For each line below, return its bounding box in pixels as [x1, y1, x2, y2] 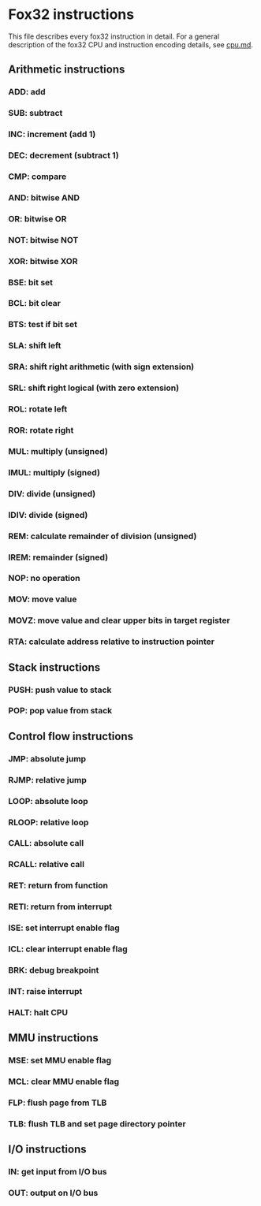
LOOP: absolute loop [8, 795, 88, 806]
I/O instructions [8, 1143, 87, 1156]
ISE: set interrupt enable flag [8, 922, 120, 933]
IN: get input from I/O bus [8, 1167, 108, 1178]
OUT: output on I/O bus [8, 1188, 99, 1199]
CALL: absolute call [8, 838, 84, 849]
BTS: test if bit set [8, 319, 77, 330]
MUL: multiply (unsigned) [8, 445, 108, 456]
